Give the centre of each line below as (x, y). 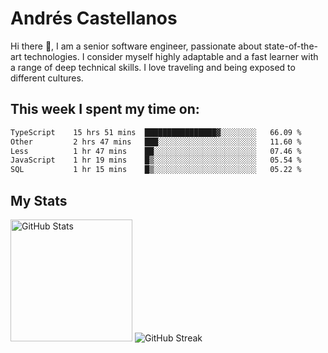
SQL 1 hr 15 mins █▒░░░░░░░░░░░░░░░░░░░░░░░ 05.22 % (156, 170)
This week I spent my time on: (105, 109)
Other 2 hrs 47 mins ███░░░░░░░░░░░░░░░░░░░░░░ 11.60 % (156, 142)
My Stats (39, 200)
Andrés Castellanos (94, 18)
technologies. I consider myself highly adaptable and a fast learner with (171, 56)
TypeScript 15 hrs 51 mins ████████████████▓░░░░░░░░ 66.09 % (156, 132)
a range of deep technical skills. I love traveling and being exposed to (153, 67)
